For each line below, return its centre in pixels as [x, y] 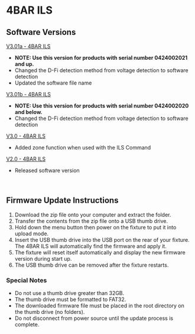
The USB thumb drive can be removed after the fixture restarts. [92, 265]
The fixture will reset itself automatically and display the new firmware [100, 252]
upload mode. [32, 234]
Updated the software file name [53, 83]
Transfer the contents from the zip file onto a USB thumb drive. [91, 221]
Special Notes [27, 280]
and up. [24, 64]
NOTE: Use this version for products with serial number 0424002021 [101, 58]
